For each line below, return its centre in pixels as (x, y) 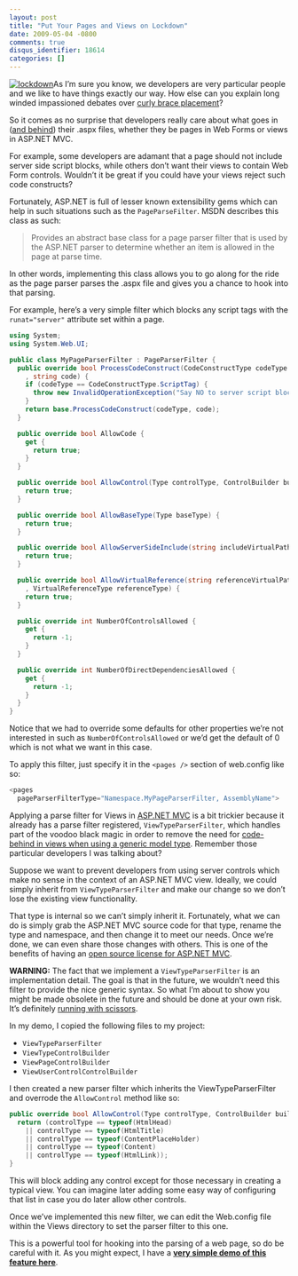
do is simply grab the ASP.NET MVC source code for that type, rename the (145, 925)
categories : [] (37, 59)
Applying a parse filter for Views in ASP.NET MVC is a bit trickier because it (147, 815)
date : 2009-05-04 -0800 (53, 34)
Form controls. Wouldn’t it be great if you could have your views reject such (147, 175)
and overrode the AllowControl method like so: (94, 1098)
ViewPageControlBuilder (66, 1062)
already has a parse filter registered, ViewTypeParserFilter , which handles (145, 824)
